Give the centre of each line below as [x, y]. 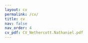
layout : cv [16, 10]
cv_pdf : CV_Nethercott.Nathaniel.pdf [44, 33]
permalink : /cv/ [21, 14]
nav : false [16, 23]
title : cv [15, 19]
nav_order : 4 [18, 28]
